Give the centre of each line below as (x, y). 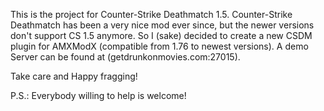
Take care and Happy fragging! (74, 76)
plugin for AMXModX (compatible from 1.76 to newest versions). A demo (159, 46)
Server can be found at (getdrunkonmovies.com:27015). (125, 57)
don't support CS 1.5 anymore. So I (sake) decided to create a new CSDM (161, 35)
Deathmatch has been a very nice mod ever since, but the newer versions (162, 25)
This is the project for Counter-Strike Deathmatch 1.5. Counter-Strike (151, 14)
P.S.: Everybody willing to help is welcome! (98, 95)
